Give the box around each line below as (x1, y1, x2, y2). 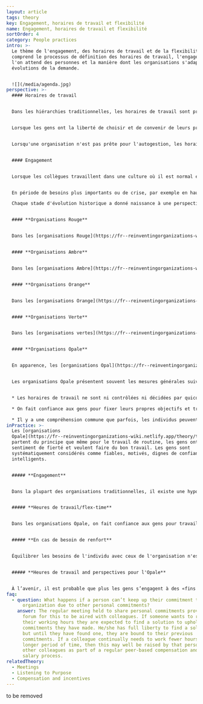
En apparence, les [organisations (11, 363, 98, 369)
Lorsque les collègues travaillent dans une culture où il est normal (11, 173, 193, 179)
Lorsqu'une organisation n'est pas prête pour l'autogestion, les (11, 141, 182, 147)
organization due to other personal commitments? (22, 602, 150, 609)
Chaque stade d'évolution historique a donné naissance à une (11, 201, 172, 207)
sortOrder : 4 (6, 31, 39, 37)
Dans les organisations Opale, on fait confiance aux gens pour (11, 521, 177, 527)
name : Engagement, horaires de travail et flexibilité (6, 25, 147, 32)
